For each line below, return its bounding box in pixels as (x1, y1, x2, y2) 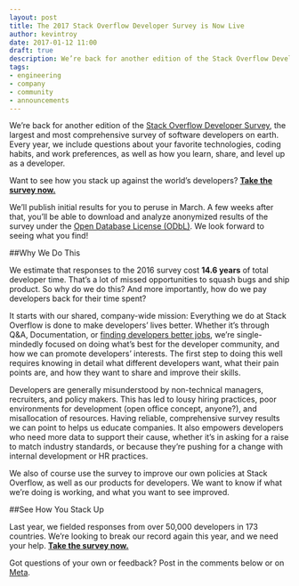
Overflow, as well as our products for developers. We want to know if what (9, 477, 283, 488)
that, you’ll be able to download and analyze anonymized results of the (9, 211, 269, 223)
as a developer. (9, 158, 66, 169)
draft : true (9, 46, 53, 55)
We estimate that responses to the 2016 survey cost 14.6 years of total (9, 265, 269, 276)
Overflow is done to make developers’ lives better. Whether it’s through (9, 320, 270, 330)
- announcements (9, 95, 69, 105)
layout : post (9, 12, 58, 22)
